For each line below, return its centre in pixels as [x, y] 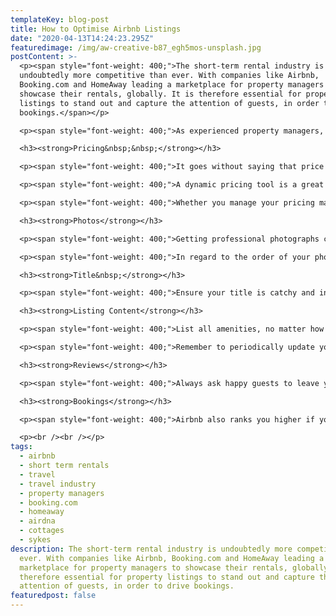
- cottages [42, 531]
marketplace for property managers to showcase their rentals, [153, 567]
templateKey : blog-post [60, 19]
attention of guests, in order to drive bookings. [127, 586]
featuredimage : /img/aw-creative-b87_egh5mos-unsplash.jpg [136, 47]
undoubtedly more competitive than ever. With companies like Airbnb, [169, 76]
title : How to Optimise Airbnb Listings [96, 29]
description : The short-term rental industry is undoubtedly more [151, 549]
